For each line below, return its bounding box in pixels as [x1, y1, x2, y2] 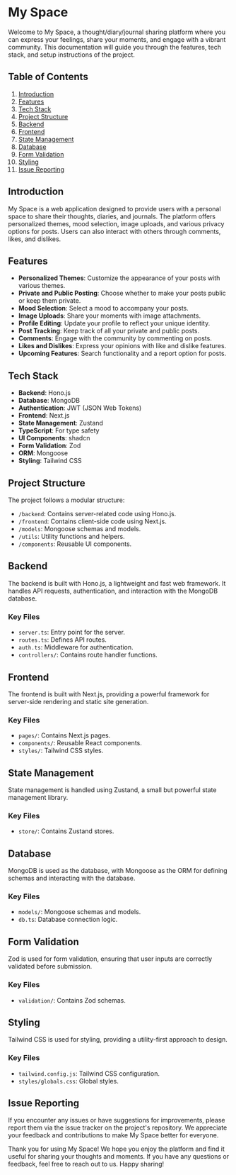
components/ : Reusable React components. [18, 739, 142, 747]
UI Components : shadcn [18, 434, 90, 442]
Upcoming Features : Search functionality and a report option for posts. [18, 349, 227, 358]
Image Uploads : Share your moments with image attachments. [18, 311, 201, 320]
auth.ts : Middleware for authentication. [18, 643, 134, 652]
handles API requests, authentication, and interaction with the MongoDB [8, 586, 218, 595]
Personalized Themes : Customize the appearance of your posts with [18, 274, 220, 282]
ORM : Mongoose [18, 449, 69, 457]
